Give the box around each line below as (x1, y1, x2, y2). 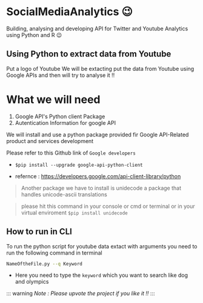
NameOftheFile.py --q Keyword (6, 261, 83, 267)
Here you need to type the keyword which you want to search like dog (15, 271, 188, 279)
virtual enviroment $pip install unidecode (21, 208, 128, 216)
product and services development (6, 137, 94, 144)
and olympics (15, 278, 49, 285)
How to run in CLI (6, 227, 73, 237)
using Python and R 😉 (6, 31, 62, 38)
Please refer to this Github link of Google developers (6, 149, 136, 156)
